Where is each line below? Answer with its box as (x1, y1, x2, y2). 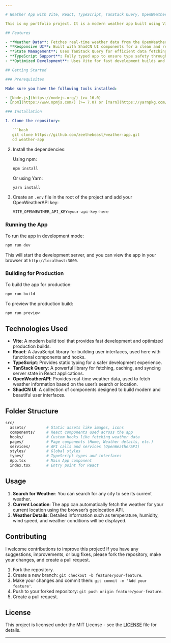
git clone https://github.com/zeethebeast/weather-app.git (12, 132, 140, 137)
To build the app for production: (5, 281, 72, 288)
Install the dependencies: (12, 146, 66, 152)
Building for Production (5, 270, 64, 277)
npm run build (5, 291, 36, 296)
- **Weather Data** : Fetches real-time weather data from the (5, 39, 140, 45)
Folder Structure (5, 407, 59, 415)
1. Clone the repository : (5, 118, 60, 124)
